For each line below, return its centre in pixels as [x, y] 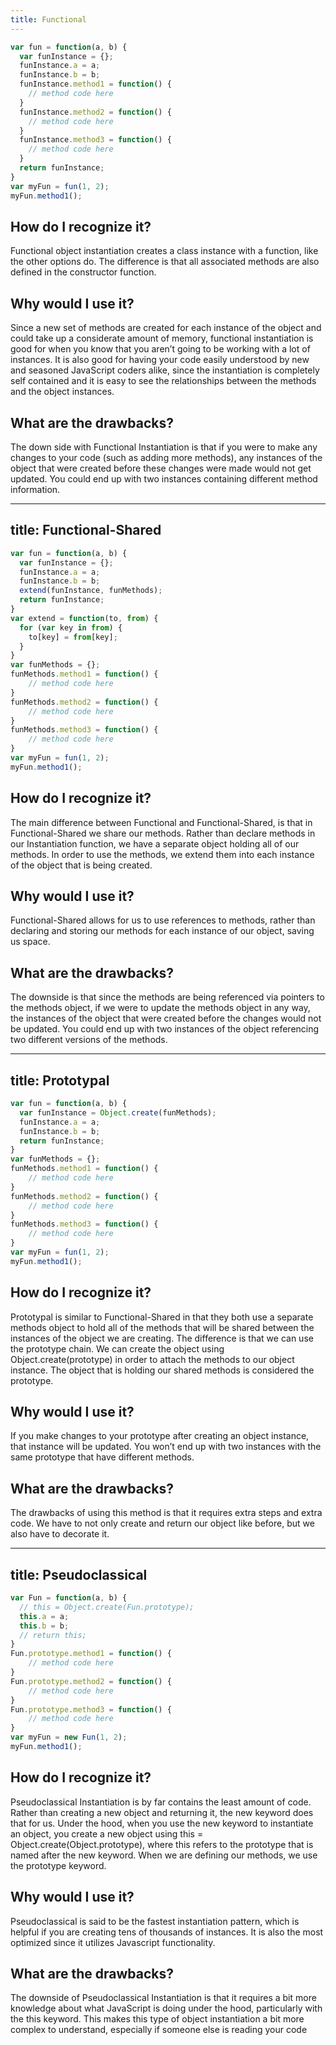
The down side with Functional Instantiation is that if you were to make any [164, 447]
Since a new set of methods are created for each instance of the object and [166, 328]
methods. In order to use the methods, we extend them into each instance [162, 854]
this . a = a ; [44, 1616]
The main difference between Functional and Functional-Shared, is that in [161, 822]
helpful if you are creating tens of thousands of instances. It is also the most [167, 1932]
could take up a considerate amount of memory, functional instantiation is [162, 338]
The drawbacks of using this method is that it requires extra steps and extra [166, 1513]
